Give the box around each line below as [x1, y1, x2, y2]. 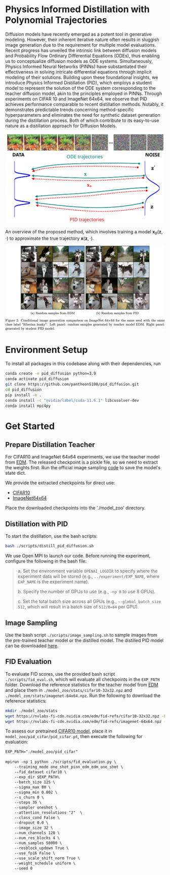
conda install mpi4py [5, 403, 51, 408]
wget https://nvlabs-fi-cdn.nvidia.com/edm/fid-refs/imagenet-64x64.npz [5, 719, 162, 724]
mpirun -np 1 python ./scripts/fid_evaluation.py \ [5, 759, 116, 764]
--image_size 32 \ [14, 825, 53, 830]
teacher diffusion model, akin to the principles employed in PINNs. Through [5, 90, 162, 96]
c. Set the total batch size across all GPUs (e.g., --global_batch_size [17, 599, 161, 605]
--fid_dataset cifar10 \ [14, 769, 67, 775]
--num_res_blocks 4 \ [14, 835, 60, 841]
